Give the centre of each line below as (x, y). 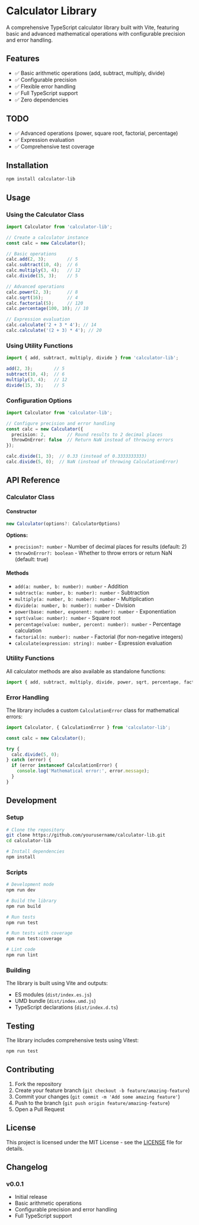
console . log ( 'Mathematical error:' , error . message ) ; (83, 771)
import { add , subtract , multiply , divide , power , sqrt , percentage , (94, 682)
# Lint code (21, 949)
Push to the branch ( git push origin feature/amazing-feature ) (92, 1103)
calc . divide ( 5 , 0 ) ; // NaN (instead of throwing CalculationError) (92, 462)
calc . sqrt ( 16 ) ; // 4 (42, 297)
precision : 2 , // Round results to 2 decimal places (87, 435)
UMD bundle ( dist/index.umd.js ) (55, 1001)
